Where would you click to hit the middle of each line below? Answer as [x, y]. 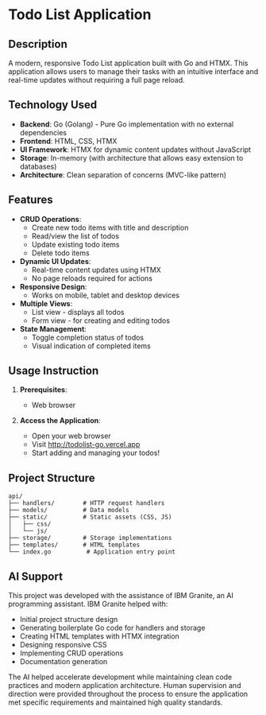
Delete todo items [60, 253]
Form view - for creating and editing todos [101, 321]
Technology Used [53, 105]
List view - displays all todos [78, 312]
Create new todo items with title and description [110, 227]
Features [31, 200]
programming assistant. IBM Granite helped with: [88, 604]
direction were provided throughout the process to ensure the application [128, 694]
